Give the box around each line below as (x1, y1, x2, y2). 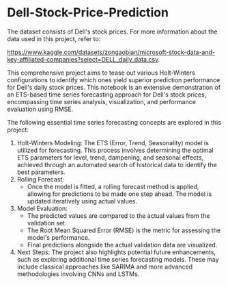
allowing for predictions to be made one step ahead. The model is (27, 190, 212, 198)
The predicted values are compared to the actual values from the (27, 211, 210, 220)
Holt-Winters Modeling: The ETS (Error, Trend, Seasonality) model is (16, 138, 210, 147)
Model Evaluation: (16, 204, 68, 212)
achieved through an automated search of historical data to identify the (16, 160, 217, 169)
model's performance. (27, 233, 90, 241)
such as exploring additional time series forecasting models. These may (16, 255, 220, 263)
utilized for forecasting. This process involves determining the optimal (16, 146, 214, 154)
